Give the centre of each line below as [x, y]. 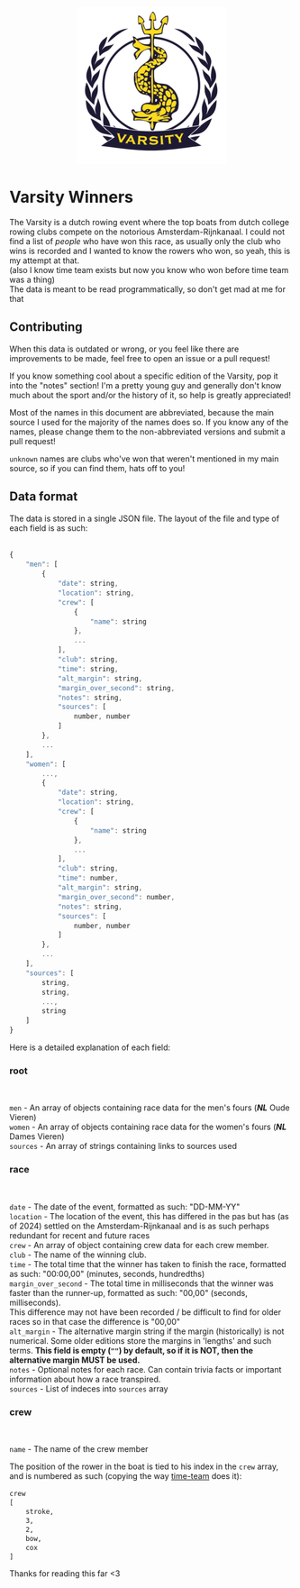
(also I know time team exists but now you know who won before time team [149, 269]
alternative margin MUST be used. [75, 1360]
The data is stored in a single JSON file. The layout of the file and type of [145, 518]
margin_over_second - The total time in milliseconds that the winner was [141, 1283]
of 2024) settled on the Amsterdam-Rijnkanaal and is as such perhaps [140, 1226]
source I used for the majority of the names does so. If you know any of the [149, 422]
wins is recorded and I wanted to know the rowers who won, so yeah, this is [150, 251]
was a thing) [32, 279]
